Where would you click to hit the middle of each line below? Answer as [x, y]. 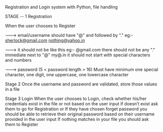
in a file [12, 89]
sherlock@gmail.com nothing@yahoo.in [45, 40]
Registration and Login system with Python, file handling [62, 7]
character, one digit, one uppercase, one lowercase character [67, 74]
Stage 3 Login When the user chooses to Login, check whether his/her [76, 99]
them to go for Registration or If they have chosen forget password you [76, 109]
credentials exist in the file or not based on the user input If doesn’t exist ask [81, 104]
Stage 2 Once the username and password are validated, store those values [81, 84]
